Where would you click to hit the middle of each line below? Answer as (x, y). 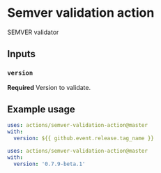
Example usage (41, 110)
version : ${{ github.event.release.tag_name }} (84, 138)
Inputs (22, 54)
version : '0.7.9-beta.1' (49, 164)
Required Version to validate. (49, 87)
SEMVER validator (33, 32)
